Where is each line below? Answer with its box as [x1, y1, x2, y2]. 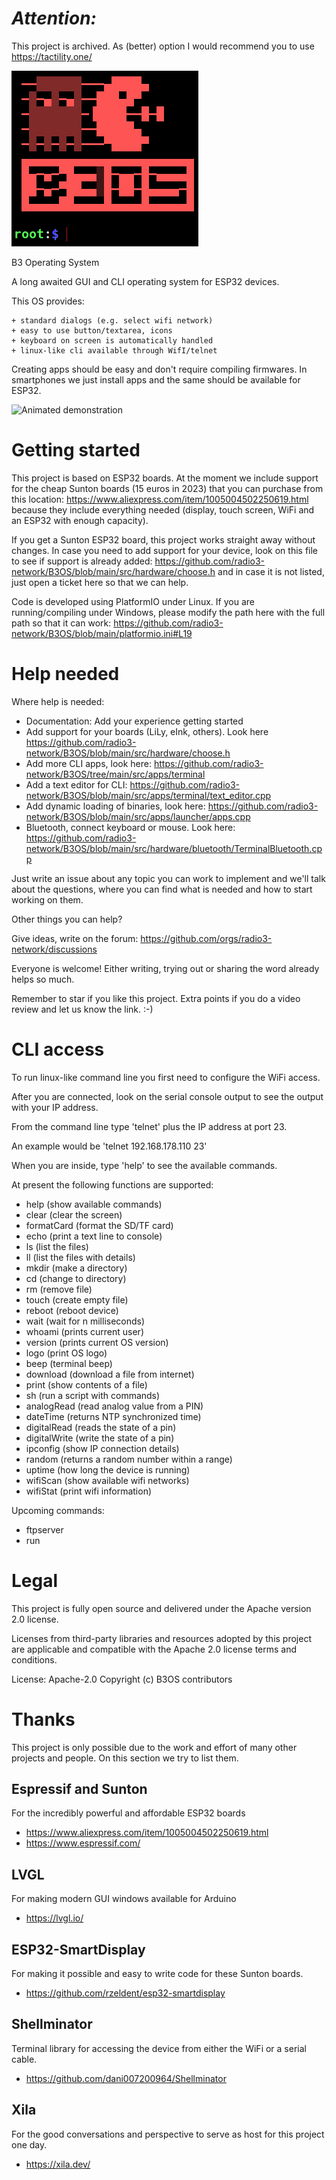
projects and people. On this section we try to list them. [11, 1752, 239, 1764]
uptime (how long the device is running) [25, 1463, 191, 1476]
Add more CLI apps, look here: [25, 757, 153, 769]
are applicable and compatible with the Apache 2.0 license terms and [11, 1643, 298, 1655]
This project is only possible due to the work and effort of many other [11, 1741, 298, 1753]
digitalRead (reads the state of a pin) [25, 1421, 177, 1433]
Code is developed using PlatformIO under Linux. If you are [11, 595, 255, 607]
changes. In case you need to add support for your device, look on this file [11, 544, 319, 556]
